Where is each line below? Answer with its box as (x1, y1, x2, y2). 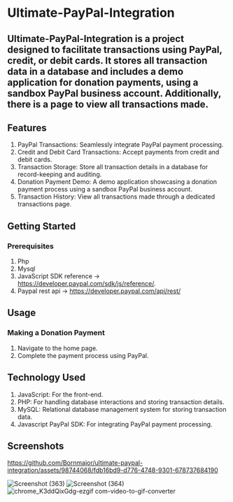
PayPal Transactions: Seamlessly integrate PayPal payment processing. (17, 141, 224, 149)
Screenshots (7, 440, 64, 452)
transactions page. (17, 200, 72, 208)
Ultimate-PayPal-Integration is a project (7, 33, 184, 45)
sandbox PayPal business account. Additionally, (7, 87, 222, 99)
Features (7, 122, 47, 134)
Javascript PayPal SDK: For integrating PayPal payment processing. (17, 419, 213, 428)
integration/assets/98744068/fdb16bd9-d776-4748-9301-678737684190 (7, 466, 218, 475)
